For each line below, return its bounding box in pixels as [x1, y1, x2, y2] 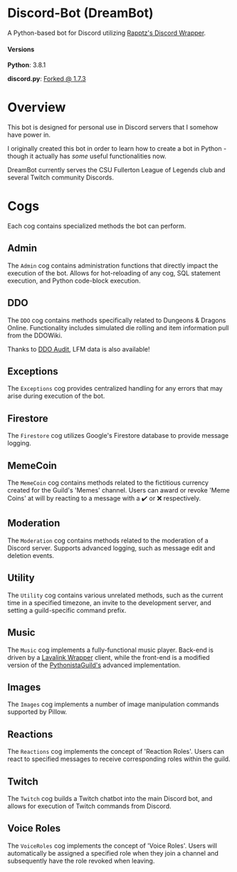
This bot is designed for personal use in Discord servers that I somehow [7, 123, 218, 132]
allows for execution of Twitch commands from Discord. [7, 802, 172, 810]
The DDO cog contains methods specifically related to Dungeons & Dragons [7, 315, 226, 325]
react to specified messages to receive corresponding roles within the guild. [7, 755, 231, 763]
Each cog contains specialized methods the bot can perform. [7, 222, 186, 231]
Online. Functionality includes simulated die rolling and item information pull [7, 323, 229, 332]
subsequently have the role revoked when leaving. [7, 856, 155, 865]
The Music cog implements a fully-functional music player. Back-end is [7, 646, 214, 654]
